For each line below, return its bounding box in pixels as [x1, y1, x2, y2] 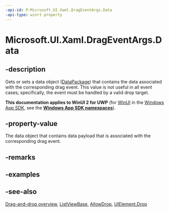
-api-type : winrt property [5, 12, 62, 17]
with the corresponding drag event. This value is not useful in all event [5, 84, 152, 90]
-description [5, 65, 46, 74]
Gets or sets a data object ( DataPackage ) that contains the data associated [5, 78, 162, 84]
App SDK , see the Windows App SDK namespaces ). [5, 105, 116, 111]
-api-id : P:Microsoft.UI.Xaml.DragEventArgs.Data [5, 7, 113, 13]
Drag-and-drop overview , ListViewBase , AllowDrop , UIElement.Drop [5, 201, 147, 207]
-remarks [5, 153, 36, 162]
